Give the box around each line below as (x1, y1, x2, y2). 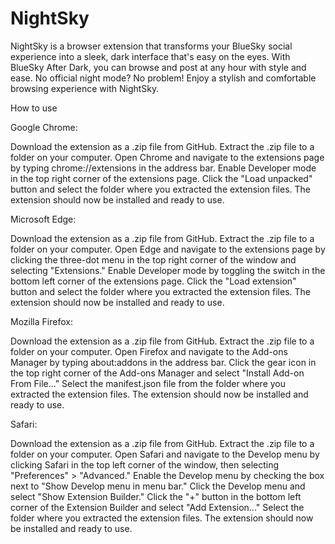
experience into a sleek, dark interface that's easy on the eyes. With (10, 50, 291, 62)
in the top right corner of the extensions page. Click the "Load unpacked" (10, 172, 313, 184)
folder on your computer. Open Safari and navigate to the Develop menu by (10, 448, 320, 460)
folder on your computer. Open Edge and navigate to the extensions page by (10, 243, 326, 255)
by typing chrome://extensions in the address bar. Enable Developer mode (10, 162, 317, 174)
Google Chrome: (10, 121, 78, 133)
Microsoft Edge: (10, 213, 77, 225)
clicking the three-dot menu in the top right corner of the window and (10, 253, 297, 266)
